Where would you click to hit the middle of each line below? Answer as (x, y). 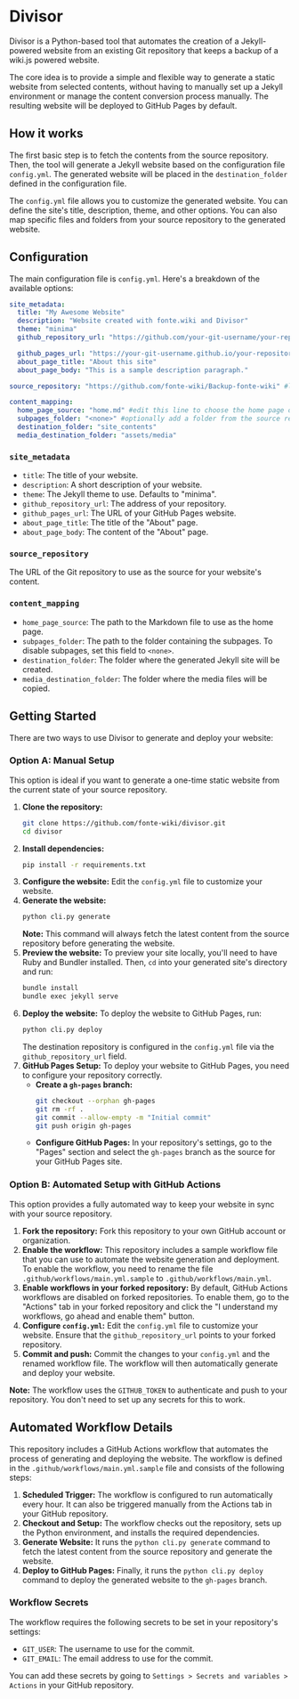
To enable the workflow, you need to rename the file (117, 1268)
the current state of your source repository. (88, 789)
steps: (20, 1477)
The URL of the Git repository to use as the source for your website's (136, 573)
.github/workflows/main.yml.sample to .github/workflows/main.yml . (146, 1278)
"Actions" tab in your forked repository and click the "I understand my (150, 1306)
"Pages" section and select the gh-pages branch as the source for (155, 1152)
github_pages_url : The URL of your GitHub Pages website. (129, 513)
